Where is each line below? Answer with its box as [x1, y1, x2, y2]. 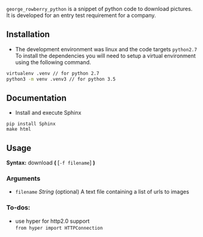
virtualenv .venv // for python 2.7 [6, 70, 99, 76]
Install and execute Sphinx [15, 109, 82, 117]
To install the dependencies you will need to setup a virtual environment [15, 52, 196, 59]
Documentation [6, 93, 67, 103]
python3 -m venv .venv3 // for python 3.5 [6, 76, 116, 82]
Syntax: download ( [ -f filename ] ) [6, 159, 96, 167]
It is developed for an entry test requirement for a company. [6, 12, 157, 19]
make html [6, 126, 32, 133]
